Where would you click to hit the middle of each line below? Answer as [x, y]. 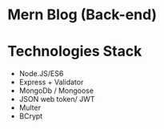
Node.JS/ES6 [41, 74]
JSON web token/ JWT [57, 99]
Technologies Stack [75, 52]
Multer [30, 108]
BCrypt [31, 116]
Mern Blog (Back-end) [82, 15]
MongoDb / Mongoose [56, 91]
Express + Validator [51, 83]
